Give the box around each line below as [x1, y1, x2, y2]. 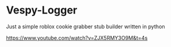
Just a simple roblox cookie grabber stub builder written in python [6, 23, 165, 30]
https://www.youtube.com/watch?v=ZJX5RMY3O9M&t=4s [6, 34, 148, 41]
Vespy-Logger [6, 4, 78, 17]
